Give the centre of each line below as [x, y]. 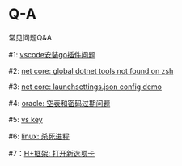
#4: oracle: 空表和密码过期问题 [59, 103]
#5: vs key [25, 119]
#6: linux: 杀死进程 [39, 136]
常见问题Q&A [30, 37]
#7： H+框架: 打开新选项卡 [52, 153]
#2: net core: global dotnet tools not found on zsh [91, 70]
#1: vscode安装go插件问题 [52, 54]
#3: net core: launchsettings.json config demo [85, 87]
